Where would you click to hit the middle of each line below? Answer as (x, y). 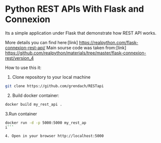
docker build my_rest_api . (34, 104)
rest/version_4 (20, 58)
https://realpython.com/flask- (109, 42)
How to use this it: (23, 68)
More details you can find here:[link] (42, 42)
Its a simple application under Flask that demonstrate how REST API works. (81, 33)
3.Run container (21, 114)
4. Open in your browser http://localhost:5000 (55, 136)
